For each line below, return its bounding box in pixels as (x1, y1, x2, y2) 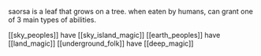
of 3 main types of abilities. (8, 15, 97, 24)
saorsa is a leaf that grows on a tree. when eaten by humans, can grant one (8, 7, 254, 16)
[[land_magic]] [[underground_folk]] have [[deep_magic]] (8, 39, 194, 48)
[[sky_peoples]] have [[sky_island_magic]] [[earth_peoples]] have (8, 31, 221, 39)
